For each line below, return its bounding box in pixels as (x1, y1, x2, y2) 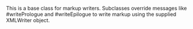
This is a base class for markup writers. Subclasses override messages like (6, 5, 187, 11)
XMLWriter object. (6, 17, 50, 23)
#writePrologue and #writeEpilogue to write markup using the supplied (6, 11, 177, 18)
